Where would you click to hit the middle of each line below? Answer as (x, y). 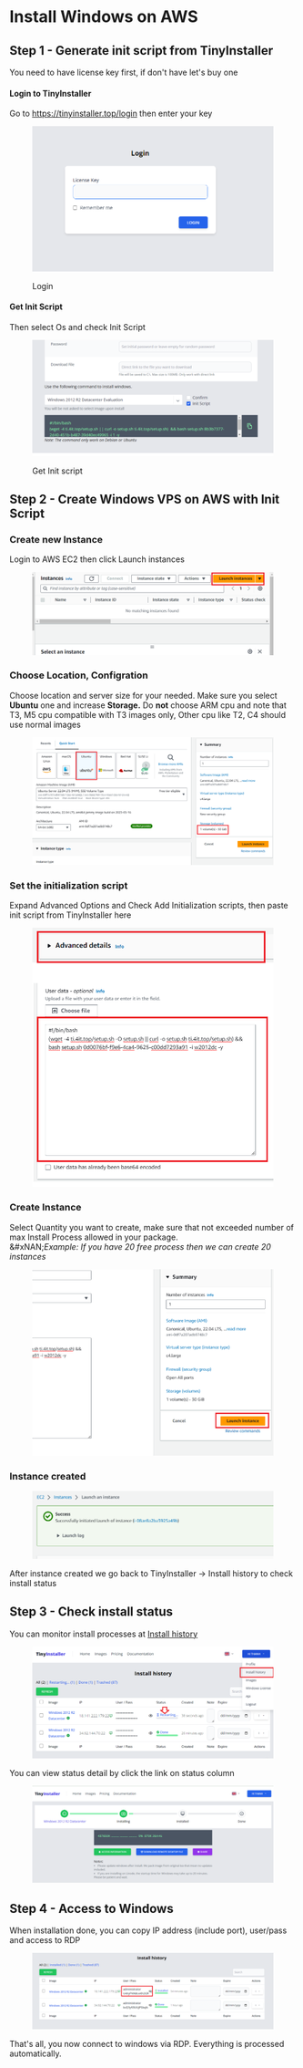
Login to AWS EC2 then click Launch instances (97, 559)
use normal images (45, 724)
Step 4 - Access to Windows (92, 1908)
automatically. (35, 2053)
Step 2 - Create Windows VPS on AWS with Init (145, 499)
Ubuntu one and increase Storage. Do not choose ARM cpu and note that (148, 705)
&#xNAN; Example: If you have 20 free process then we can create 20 (140, 1246)
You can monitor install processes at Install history (104, 1634)
